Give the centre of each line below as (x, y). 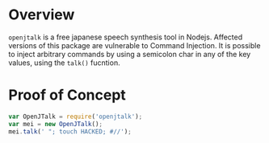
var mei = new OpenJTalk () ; (56, 124)
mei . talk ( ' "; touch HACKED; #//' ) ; (70, 131)
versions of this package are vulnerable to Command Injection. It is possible (134, 45)
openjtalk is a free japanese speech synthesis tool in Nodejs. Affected (126, 37)
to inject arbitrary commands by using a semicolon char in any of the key (130, 54)
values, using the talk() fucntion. (64, 63)
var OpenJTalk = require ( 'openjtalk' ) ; (76, 116)
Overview (42, 15)
